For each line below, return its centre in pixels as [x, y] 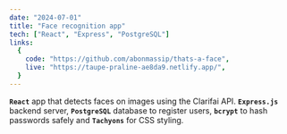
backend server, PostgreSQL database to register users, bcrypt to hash [139, 110]
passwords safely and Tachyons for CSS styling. [97, 120]
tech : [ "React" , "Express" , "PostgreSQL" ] [89, 34]
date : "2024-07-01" [46, 17]
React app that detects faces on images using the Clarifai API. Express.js [144, 101]
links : [21, 42]
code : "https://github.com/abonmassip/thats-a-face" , [127, 59]
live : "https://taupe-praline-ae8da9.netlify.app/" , [126, 68]
